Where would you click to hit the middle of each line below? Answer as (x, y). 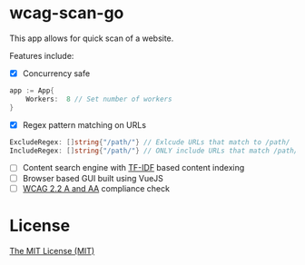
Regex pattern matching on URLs (84, 124)
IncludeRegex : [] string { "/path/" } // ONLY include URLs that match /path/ (154, 151)
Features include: (42, 55)
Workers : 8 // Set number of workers (99, 99)
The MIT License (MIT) (52, 250)
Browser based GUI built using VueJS (93, 178)
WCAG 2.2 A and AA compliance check (96, 188)
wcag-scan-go (67, 13)
